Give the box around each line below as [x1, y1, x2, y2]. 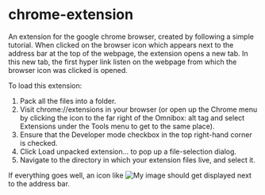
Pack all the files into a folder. [19, 96, 117, 105]
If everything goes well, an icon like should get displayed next [8, 170, 252, 180]
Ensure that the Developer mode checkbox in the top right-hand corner [19, 129, 252, 140]
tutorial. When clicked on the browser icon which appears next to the [8, 40, 234, 49]
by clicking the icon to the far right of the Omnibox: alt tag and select [19, 113, 245, 122]
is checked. [19, 138, 58, 147]
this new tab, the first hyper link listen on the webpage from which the [8, 57, 237, 67]
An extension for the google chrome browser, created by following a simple [8, 32, 254, 41]
